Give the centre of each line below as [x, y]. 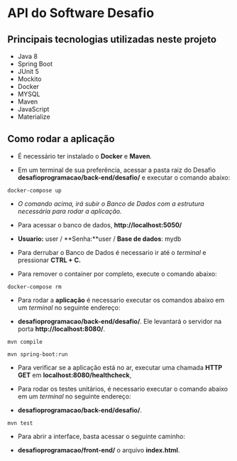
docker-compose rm [34, 287]
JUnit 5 [28, 71]
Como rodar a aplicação [61, 139]
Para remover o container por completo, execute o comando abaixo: [117, 273]
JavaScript [33, 109]
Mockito [29, 79]
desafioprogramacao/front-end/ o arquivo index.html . [99, 450]
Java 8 [27, 56]
